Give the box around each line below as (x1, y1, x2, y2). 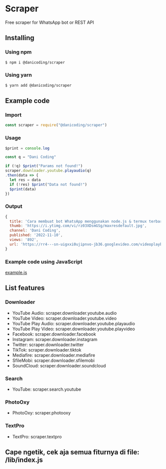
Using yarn (5, 71, 32, 78)
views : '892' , (9, 237, 39, 242)
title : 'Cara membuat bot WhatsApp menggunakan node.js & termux (9, 219, 147, 224)
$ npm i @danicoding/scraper (5, 60, 65, 65)
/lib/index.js (5, 456, 43, 464)
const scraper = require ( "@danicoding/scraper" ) (5, 122, 107, 128)
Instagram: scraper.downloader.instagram (12, 336, 98, 342)
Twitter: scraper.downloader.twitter (12, 342, 84, 348)
